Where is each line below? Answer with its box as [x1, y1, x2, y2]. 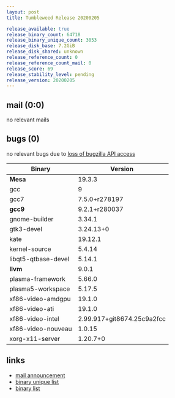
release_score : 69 [6, 66, 53, 72]
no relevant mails [6, 116, 50, 123]
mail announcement [15, 372, 65, 379]
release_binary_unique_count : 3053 [6, 37, 97, 44]
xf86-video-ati [9, 304, 54, 313]
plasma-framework [9, 274, 65, 283]
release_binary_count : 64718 [6, 31, 81, 37]
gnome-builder [9, 215, 54, 223]
